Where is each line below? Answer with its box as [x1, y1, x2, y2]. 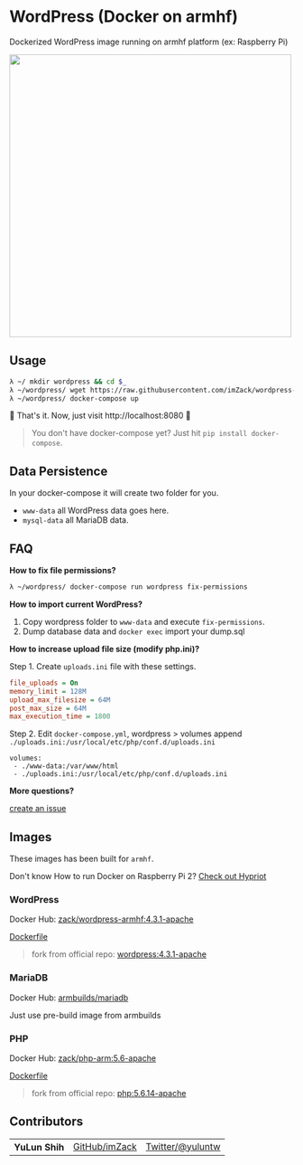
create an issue [9, 803, 67, 814]
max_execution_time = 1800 [9, 712, 111, 721]
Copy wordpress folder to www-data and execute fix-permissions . [22, 616, 265, 627]
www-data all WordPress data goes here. [22, 505, 170, 516]
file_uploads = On [9, 678, 78, 687]
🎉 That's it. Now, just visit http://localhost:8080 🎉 [9, 410, 191, 421]
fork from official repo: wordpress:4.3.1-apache [31, 949, 207, 960]
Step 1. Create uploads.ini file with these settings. [9, 660, 197, 671]
